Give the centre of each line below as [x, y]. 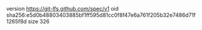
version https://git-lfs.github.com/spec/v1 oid [63, 9]
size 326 [39, 21]
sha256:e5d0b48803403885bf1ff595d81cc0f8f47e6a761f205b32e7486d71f [101, 15]
